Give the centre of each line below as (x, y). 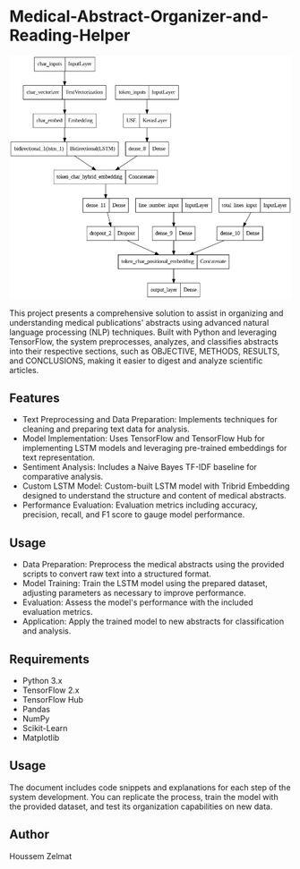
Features (34, 398)
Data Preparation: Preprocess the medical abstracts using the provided (153, 565)
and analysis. (47, 631)
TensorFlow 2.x (51, 690)
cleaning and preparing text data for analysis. (106, 429)
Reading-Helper (70, 35)
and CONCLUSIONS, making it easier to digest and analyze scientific (136, 361)
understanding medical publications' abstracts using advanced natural (139, 322)
